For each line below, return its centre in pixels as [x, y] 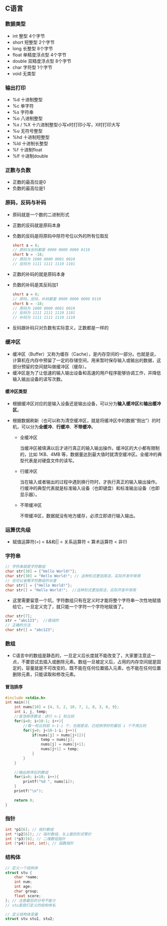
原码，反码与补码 [26, 203]
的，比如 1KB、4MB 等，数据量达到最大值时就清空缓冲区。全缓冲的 [89, 454]
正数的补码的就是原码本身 [39, 274]
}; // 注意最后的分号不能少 [30, 900]
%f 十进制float [27, 149]
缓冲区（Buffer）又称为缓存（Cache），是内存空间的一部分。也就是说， [85, 354]
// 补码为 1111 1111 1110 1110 [44, 318]
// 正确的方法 [18, 625]
